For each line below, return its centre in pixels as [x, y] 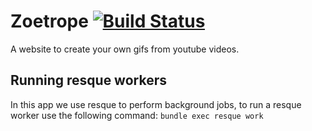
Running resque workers [88, 80]
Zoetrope [49, 21]
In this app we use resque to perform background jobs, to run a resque [156, 104]
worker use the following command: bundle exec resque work [137, 115]
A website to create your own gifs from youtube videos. [125, 49]
